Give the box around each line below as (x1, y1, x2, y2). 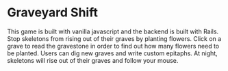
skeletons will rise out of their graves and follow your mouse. (7, 56, 179, 64)
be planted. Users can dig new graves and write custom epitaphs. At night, (7, 49, 218, 57)
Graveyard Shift (7, 5, 98, 20)
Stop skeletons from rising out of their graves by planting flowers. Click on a (7, 34, 222, 42)
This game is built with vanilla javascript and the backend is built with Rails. (7, 27, 219, 35)
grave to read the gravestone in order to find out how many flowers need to (7, 42, 220, 50)
